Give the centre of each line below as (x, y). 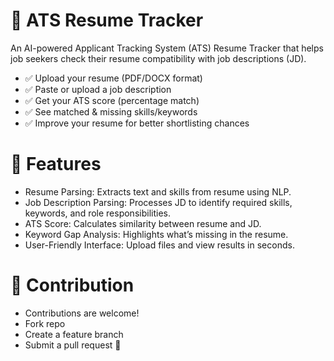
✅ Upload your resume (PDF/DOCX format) (113, 78)
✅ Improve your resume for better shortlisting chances (137, 123)
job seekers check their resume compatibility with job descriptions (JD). (158, 58)
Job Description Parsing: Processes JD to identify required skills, (158, 202)
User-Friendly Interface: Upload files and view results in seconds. (159, 245)
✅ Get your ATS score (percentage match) (112, 100)
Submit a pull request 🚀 (73, 345)
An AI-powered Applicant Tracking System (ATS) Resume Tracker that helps (167, 48)
